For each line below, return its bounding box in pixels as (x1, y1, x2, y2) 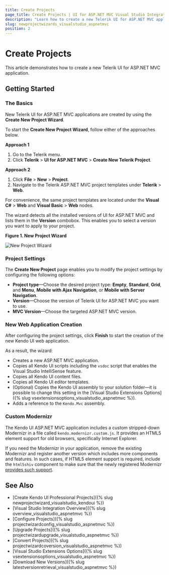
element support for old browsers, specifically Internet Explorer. (5, 435, 138, 441)
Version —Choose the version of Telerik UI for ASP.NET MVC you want (12, 298, 159, 304)
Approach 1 (5, 141, 30, 148)
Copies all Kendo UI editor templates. (12, 379, 90, 385)
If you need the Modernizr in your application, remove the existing (5, 445, 142, 451)
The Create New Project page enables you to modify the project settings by (5, 266, 162, 273)
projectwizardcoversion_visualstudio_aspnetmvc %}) (12, 543, 122, 549)
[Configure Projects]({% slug (12, 516, 73, 522)
